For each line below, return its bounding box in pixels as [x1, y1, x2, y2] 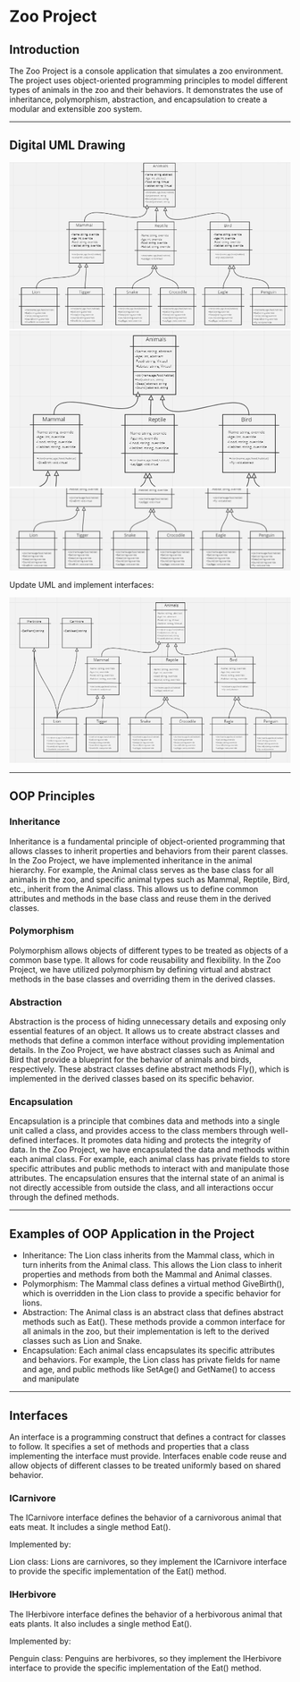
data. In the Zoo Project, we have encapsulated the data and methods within [9, 1144, 290, 1155]
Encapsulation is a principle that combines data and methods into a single [9, 1116, 280, 1126]
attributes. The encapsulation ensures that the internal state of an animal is [9, 1173, 285, 1184]
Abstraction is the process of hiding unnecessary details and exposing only [9, 1016, 287, 1027]
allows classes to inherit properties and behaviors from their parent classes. [9, 845, 288, 856]
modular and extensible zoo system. [9, 104, 143, 114]
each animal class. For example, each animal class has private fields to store [9, 1154, 290, 1165]
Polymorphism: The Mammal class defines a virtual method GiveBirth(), [21, 1278, 285, 1289]
